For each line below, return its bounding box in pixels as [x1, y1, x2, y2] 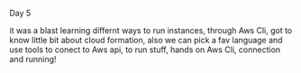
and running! [9, 54, 57, 64]
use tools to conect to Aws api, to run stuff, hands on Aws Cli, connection [9, 44, 281, 55]
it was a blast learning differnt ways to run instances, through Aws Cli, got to [9, 25, 293, 35]
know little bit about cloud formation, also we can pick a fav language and [9, 35, 283, 45]
